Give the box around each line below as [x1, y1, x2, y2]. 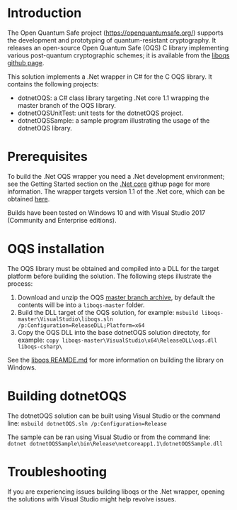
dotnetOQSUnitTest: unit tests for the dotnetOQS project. [17, 109, 184, 117]
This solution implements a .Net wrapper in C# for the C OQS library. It [7, 72, 212, 81]
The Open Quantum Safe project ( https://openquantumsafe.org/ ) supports [7, 28, 224, 37]
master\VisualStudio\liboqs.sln [17, 316, 113, 323]
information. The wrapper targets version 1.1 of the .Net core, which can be [7, 187, 225, 196]
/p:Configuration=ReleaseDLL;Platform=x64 [17, 321, 145, 329]
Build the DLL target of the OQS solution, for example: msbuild [17, 308, 199, 316]
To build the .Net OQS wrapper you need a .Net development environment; [7, 172, 225, 180]
